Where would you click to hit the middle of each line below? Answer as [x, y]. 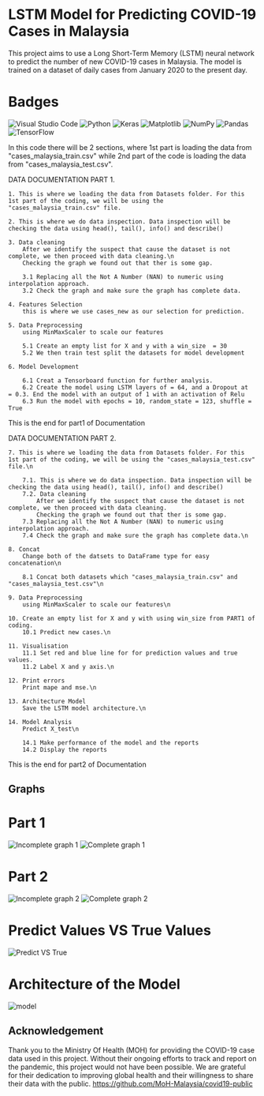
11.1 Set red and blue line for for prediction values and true [130, 653]
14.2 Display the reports [65, 749]
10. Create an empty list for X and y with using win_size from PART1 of [132, 618]
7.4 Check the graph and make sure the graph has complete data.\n [135, 535]
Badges [33, 102]
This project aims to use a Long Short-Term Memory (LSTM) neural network [131, 53]
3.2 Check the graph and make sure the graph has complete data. [132, 291]
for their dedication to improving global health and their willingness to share [131, 1075]
